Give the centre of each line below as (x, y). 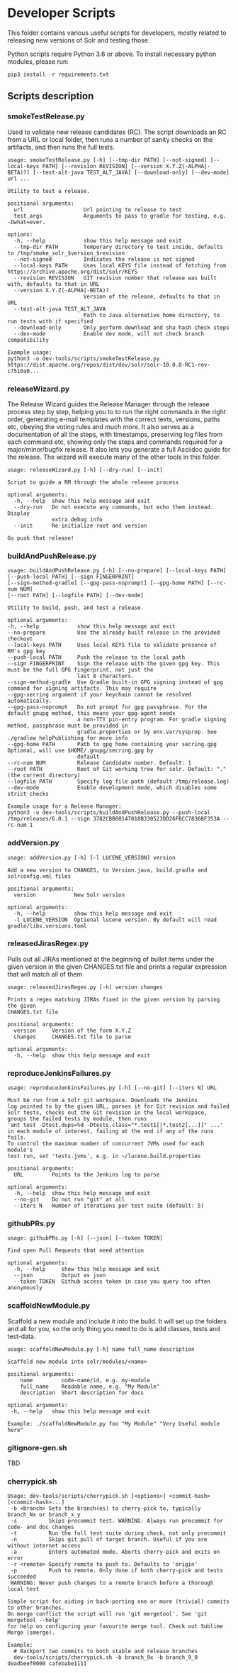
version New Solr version (69, 895)
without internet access (44, 1546)
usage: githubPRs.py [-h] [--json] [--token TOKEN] (85, 1238)
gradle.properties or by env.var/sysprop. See (147, 732)
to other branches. (36, 1608)
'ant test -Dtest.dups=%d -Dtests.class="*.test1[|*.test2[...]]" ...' (115, 1125)
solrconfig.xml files (39, 876)
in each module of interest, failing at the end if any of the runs (110, 1132)
